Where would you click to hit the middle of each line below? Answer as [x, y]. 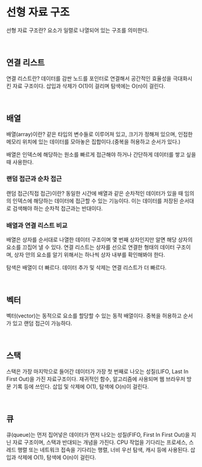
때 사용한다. [20, 162]
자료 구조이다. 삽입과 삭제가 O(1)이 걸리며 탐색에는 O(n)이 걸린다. [89, 86]
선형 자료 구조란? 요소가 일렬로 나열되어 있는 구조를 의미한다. [77, 30]
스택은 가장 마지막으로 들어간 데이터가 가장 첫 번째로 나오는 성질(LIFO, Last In [97, 371]
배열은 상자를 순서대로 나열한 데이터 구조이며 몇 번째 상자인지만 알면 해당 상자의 [99, 240]
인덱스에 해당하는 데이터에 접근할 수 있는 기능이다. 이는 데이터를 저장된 [95, 201]
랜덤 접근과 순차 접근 [34, 179]
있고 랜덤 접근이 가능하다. [42, 323]
